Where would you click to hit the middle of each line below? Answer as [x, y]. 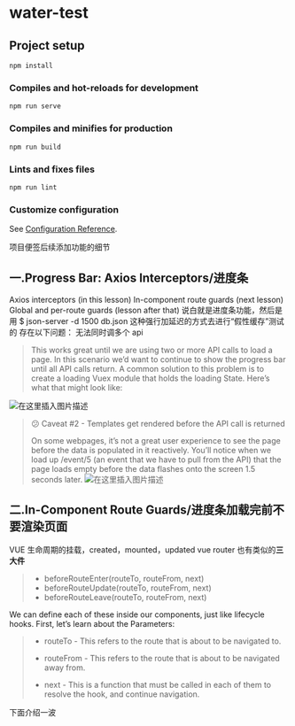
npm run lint [33, 187]
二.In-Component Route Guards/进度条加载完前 [141, 510]
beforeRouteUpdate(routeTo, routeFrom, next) [128, 588]
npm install [31, 66]
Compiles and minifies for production [91, 128]
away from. [65, 668]
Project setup [47, 46]
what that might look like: [77, 387]
